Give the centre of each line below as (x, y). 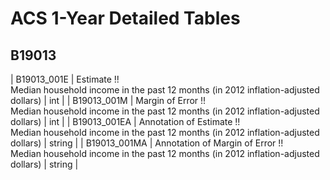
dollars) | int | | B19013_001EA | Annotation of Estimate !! (125, 121)
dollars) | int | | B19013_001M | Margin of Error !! (108, 100)
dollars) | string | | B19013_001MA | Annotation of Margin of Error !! (147, 143)
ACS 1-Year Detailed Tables (125, 18)
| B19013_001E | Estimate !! (65, 79)
